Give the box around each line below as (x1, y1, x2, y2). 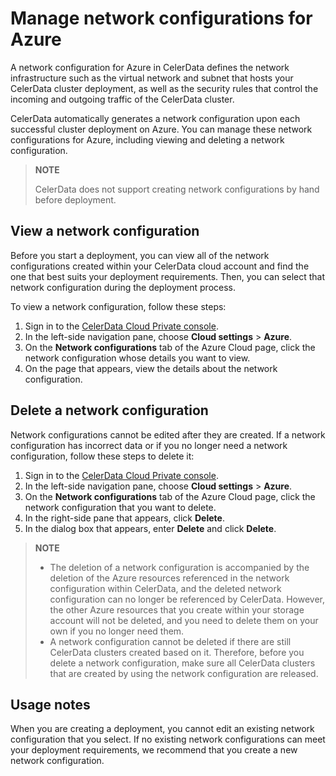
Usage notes (10, 696, 91, 713)
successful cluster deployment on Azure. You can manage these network (10, 123, 313, 135)
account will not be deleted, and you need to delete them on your (49, 614, 319, 626)
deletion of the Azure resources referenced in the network (49, 572, 290, 584)
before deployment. (34, 193, 117, 206)
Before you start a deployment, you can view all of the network (10, 249, 270, 261)
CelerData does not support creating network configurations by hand (34, 183, 320, 195)
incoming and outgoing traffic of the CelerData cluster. (10, 93, 235, 105)
